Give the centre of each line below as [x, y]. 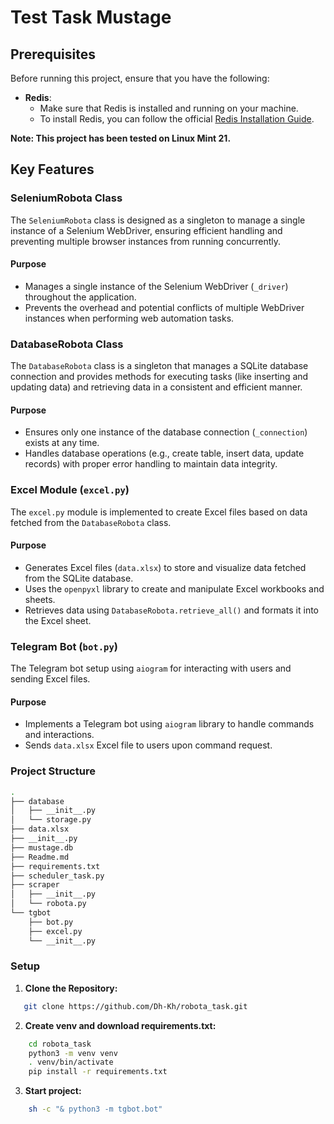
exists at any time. [62, 443]
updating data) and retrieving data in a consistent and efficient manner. [156, 387]
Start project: [53, 1091]
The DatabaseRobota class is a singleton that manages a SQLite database [159, 366]
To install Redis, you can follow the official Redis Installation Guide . [177, 119]
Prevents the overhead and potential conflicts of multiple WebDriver [164, 307]
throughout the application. [80, 297]
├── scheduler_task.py [57, 876]
